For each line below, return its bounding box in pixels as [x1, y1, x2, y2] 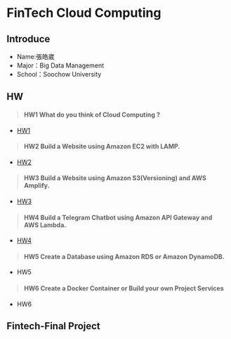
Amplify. [23, 181, 50, 190]
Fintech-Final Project [6, 320, 101, 332]
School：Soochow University [16, 70, 102, 78]
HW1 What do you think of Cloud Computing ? [23, 110, 161, 119]
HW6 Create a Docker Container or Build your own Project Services [23, 284, 224, 293]
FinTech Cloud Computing [6, 5, 161, 21]
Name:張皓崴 [16, 53, 55, 60]
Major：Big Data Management [16, 61, 105, 70]
